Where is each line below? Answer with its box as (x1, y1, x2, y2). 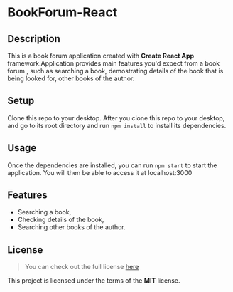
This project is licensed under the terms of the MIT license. (7, 276, 180, 285)
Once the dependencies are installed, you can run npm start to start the (7, 161, 217, 170)
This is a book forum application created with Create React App (7, 51, 195, 60)
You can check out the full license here (24, 263, 139, 271)
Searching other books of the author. (17, 223, 126, 231)
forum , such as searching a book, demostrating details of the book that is (7, 67, 224, 75)
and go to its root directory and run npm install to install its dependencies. (7, 121, 227, 130)
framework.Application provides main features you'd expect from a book (7, 59, 220, 68)
